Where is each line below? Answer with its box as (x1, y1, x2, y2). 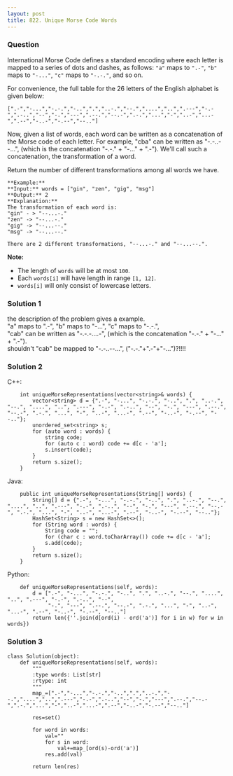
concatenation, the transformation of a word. (7, 152, 136, 160)
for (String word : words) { (32, 521, 118, 529)
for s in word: (44, 738, 90, 746)
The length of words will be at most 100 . (17, 266, 131, 275)
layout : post (7, 10, 45, 18)
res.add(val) (44, 751, 83, 758)
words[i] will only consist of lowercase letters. (17, 281, 152, 289)
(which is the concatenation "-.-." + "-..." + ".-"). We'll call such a (20, 144, 208, 153)
